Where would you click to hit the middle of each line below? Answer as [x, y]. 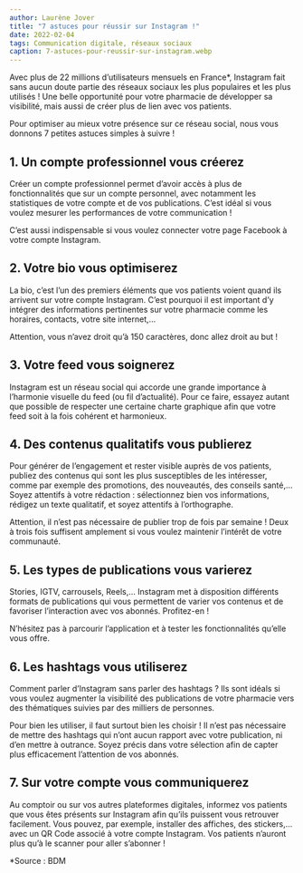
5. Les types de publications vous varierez [131, 570]
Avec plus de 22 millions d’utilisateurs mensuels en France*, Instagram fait [147, 77]
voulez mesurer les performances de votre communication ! [121, 212]
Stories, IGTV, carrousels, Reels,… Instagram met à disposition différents [144, 592]
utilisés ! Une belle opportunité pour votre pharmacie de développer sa [141, 97]
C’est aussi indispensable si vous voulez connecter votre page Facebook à [148, 230]
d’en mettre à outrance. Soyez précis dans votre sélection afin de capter [144, 745]
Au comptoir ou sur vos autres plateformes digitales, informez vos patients [148, 804]
